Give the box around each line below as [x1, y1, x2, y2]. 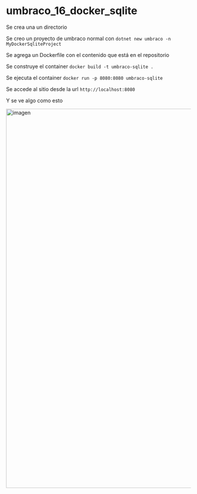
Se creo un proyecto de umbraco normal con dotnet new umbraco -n [6, 35, 171, 42]
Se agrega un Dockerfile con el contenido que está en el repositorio [6, 51, 169, 58]
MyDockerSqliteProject [6, 41, 62, 47]
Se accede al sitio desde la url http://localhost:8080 [6, 85, 135, 92]
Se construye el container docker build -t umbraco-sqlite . [6, 63, 154, 70]
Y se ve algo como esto [6, 97, 63, 104]
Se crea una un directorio [6, 23, 67, 31]
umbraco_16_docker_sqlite [6, 4, 138, 18]
